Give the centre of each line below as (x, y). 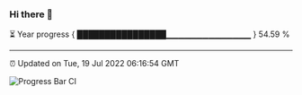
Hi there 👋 (31, 14)
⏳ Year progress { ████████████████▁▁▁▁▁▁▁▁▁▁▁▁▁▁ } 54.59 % (150, 34)
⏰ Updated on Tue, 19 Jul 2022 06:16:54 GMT (94, 64)
